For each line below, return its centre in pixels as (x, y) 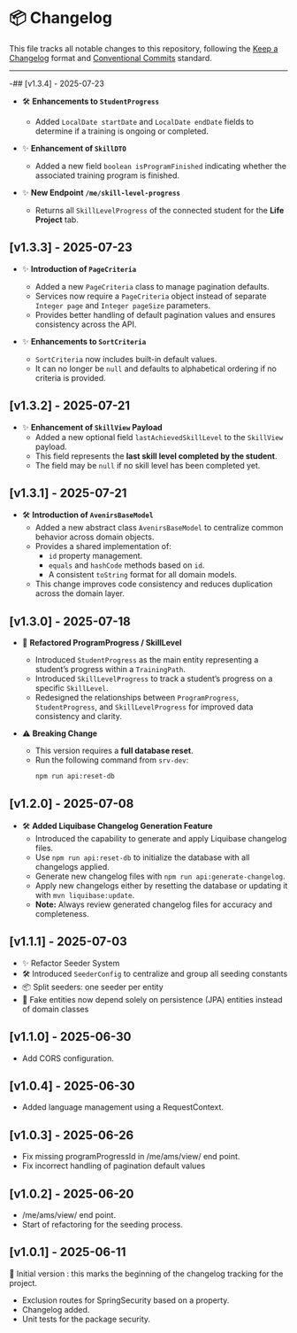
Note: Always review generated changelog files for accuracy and (153, 904)
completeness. (62, 913)
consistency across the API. (86, 324)
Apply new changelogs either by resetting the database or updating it (161, 885)
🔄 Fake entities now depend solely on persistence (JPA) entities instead (152, 999)
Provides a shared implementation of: (103, 546)
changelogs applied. (72, 866)
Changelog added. (56, 1309)
